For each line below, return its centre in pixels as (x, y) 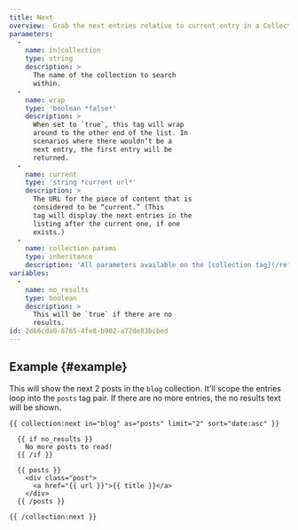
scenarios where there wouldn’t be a (102, 141)
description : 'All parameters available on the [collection (138, 265)
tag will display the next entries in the (112, 215)
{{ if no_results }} (55, 439)
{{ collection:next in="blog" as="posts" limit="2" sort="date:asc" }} (144, 423)
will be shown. (35, 407)
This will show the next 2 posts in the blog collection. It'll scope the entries (145, 388)
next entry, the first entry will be (102, 149)
